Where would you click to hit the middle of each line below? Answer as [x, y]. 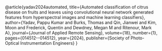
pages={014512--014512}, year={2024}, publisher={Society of [67, 38]
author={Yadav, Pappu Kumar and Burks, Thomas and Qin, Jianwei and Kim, [81, 22]
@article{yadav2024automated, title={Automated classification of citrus [77, 7]
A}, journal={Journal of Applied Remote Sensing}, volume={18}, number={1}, [81, 33]
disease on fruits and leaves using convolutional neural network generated [79, 12]
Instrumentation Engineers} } [49, 43]
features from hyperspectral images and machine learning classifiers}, [75, 17]
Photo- [137, 38]
